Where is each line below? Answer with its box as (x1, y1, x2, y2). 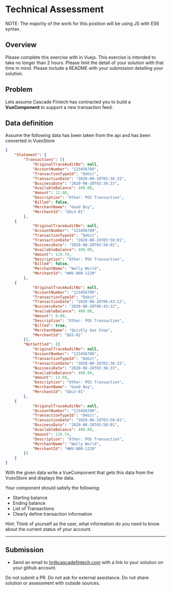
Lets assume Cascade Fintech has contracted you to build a (5, 98, 131, 105)
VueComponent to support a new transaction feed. (5, 104, 113, 110)
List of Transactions (12, 505, 54, 512)
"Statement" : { (14, 152, 47, 157)
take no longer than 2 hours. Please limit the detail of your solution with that (5, 60, 164, 66)
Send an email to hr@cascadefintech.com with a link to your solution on (12, 559, 164, 565)
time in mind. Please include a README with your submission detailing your (5, 65, 163, 71)
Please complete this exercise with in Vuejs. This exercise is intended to (5, 54, 156, 60)
